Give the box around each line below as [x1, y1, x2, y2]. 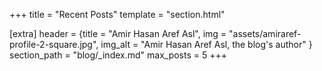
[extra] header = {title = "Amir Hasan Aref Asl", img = [9, 28, 227, 39]
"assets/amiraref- [228, 28, 302, 39]
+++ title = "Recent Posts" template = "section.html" [9, 9, 226, 20]
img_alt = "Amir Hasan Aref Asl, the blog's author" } [100, 39, 313, 50]
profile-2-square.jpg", [9, 39, 99, 50]
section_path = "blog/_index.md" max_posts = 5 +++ [9, 49, 228, 61]
